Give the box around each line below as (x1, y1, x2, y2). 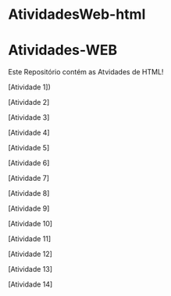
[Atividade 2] (8, 98, 50, 107)
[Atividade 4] (8, 128, 50, 138)
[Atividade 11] (8, 234, 52, 244)
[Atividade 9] (8, 204, 50, 213)
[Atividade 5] (8, 143, 50, 153)
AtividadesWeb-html (8, 5, 146, 23)
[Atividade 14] (8, 280, 53, 289)
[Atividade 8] (8, 189, 50, 198)
